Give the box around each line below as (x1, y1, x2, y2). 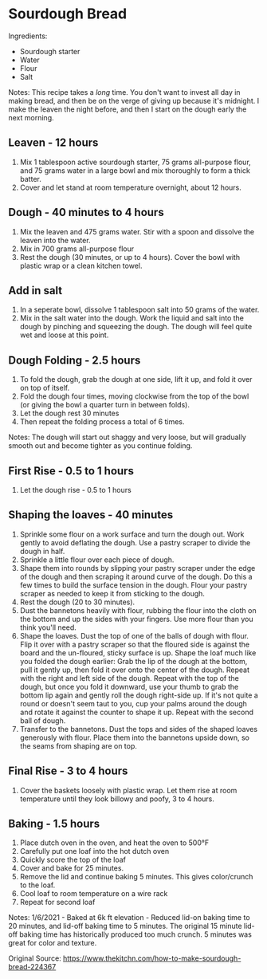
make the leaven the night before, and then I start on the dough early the (8, 104, 247, 114)
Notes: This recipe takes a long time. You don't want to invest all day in (8, 87, 241, 96)
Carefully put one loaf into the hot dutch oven (19, 847, 170, 856)
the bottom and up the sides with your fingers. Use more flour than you (19, 614, 253, 623)
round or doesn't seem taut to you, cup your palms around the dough (19, 698, 247, 708)
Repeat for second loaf (19, 898, 96, 907)
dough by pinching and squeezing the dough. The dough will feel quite (19, 322, 253, 332)
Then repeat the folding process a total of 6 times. (19, 417, 185, 427)
